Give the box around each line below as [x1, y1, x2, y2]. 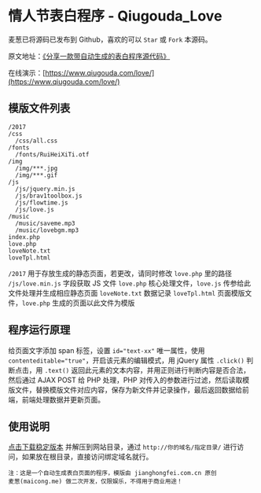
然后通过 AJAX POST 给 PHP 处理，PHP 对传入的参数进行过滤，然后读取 [8, 375, 243, 384]
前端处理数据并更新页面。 [21, 395, 105, 404]
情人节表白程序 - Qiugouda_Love [8, 7, 222, 25]
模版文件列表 [8, 101, 71, 115]
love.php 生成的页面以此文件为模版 [22, 298, 135, 307]
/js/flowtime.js [15, 198, 68, 207]
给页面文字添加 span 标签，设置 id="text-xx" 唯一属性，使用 [8, 345, 205, 355]
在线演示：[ [8, 68, 46, 77]
